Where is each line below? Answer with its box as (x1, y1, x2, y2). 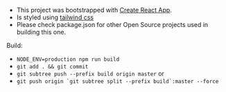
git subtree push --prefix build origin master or (16, 69, 164, 77)
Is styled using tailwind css (16, 13, 94, 21)
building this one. (16, 28, 67, 36)
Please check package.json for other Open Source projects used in (16, 21, 209, 28)
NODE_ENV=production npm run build (16, 56, 120, 63)
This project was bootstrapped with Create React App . (16, 6, 173, 14)
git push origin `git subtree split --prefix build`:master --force (16, 78, 219, 85)
